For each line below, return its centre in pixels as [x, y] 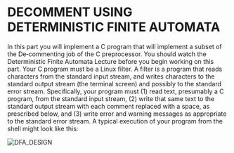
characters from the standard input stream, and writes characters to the [111, 76]
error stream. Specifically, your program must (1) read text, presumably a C [116, 91]
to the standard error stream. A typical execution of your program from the [115, 121]
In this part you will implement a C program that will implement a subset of [115, 46]
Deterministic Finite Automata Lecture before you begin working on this [111, 61]
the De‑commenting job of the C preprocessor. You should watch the [107, 54]
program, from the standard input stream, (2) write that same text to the [111, 98]
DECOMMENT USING [70, 12]
